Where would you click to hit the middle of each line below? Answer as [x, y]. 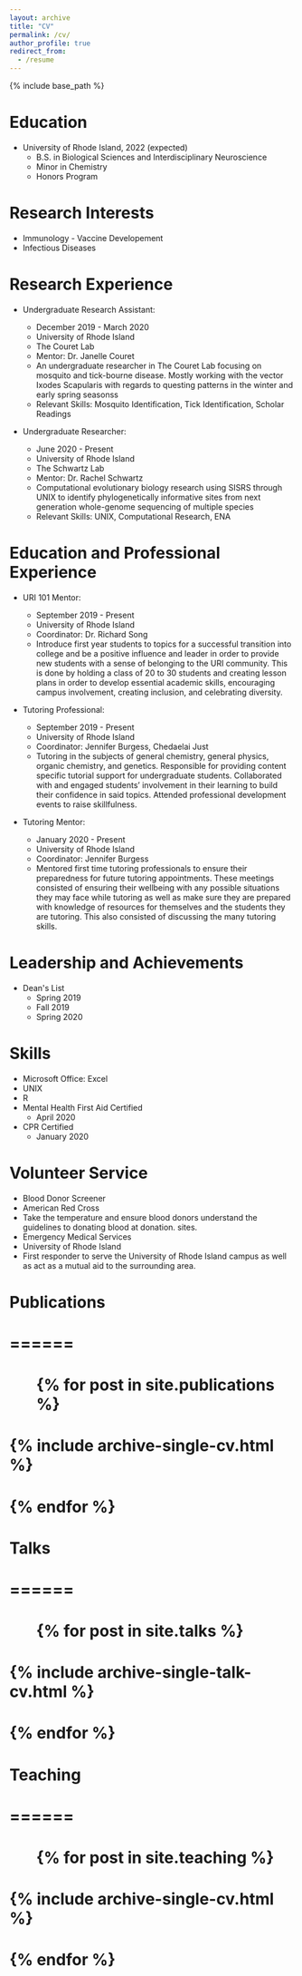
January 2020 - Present [80, 839]
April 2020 [56, 1117]
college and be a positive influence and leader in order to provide [157, 653]
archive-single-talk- [174, 1673]
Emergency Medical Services [77, 1236]
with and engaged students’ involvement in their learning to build [157, 784]
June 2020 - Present [75, 449]
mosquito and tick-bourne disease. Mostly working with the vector [160, 375]
